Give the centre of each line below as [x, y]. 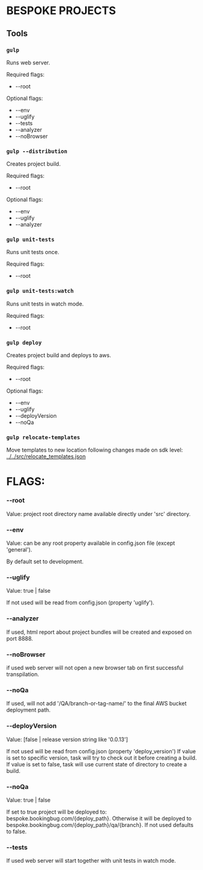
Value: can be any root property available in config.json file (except [91, 543]
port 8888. [20, 638]
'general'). [19, 550]
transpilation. [23, 674]
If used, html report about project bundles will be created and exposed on [99, 632]
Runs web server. [28, 63]
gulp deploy [24, 342]
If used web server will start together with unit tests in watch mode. [91, 861]
